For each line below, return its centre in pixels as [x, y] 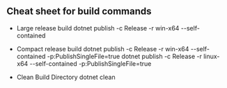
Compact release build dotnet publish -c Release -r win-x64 [103, 49]
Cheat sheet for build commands [79, 11]
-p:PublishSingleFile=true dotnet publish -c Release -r [125, 56]
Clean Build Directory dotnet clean [66, 77]
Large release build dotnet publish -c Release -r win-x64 [98, 28]
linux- [212, 56]
